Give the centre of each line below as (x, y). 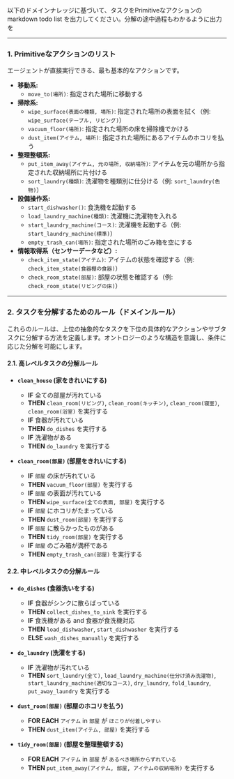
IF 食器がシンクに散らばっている (74, 603)
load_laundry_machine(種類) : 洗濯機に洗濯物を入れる (102, 216)
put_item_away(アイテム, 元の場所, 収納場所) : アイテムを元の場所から (123, 164)
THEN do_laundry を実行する (69, 446)
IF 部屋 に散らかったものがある (71, 528)
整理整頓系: (34, 155)
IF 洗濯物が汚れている (59, 667)
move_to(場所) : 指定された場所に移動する (85, 94)
